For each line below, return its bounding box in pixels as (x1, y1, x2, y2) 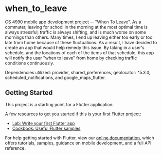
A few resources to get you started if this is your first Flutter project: (5, 111, 141, 117)
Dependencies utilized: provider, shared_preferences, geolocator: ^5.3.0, (5, 69, 151, 75)
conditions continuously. (5, 60, 54, 66)
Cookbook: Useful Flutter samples (12, 125, 81, 131)
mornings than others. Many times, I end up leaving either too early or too (5, 34, 153, 40)
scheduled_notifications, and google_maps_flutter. (5, 75, 106, 80)
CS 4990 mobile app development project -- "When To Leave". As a (5, 19, 141, 25)
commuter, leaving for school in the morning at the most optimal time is (5, 24, 148, 30)
